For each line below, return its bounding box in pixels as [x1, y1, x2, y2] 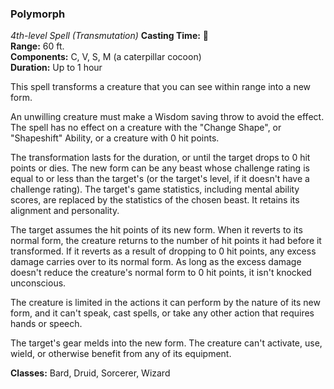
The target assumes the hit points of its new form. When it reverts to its [10, 224, 303, 236]
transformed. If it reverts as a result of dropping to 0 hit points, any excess [10, 245, 317, 257]
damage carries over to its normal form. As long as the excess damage [10, 256, 302, 268]
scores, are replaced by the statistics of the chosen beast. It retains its [10, 194, 300, 206]
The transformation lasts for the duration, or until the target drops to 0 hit [10, 152, 311, 164]
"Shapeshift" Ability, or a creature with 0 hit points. [10, 132, 220, 144]
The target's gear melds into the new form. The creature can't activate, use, [10, 337, 323, 349]
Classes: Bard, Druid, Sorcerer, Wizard [10, 367, 171, 379]
